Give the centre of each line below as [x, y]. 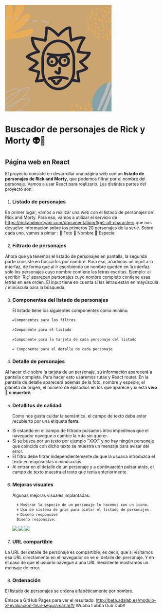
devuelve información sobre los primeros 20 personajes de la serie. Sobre [79, 228]
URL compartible [32, 541]
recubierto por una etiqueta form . [46, 421]
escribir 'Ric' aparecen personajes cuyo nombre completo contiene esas [78, 277]
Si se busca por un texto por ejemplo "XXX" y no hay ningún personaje [83, 441]
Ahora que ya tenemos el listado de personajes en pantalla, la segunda [76, 256]
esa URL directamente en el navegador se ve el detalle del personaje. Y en [80, 558]
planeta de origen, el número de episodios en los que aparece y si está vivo [81, 388]
